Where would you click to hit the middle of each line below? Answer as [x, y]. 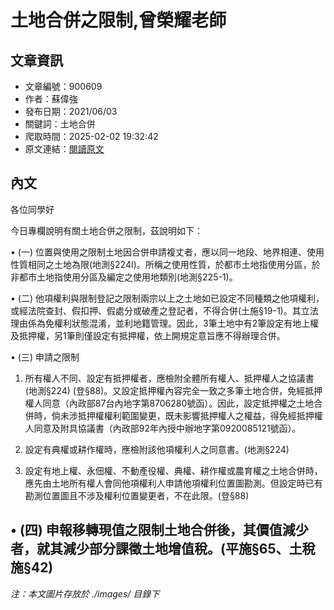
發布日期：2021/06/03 [71, 111]
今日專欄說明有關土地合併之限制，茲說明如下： [106, 230]
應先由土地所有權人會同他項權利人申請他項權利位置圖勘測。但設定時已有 [173, 483]
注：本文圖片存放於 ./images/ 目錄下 [85, 593]
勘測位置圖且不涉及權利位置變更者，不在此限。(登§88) [137, 495]
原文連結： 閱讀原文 [64, 149]
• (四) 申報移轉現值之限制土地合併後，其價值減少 [159, 530]
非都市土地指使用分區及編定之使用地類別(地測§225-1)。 [124, 277]
